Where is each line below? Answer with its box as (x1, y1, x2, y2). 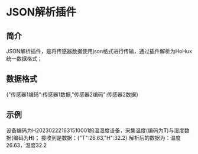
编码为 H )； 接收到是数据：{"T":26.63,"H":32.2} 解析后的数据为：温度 (13, 134, 181, 141)
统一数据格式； (6, 55, 43, 62)
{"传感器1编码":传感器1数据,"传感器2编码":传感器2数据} (6, 91, 139, 98)
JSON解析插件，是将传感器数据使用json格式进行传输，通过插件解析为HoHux (6, 48, 192, 54)
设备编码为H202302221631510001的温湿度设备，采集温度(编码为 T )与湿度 (6, 127, 184, 134)
